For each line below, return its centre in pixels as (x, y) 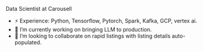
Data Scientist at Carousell (39, 9)
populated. (28, 42)
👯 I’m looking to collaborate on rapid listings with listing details (92, 36)
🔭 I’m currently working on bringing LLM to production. (83, 29)
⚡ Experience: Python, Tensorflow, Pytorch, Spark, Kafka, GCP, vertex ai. (106, 21)
